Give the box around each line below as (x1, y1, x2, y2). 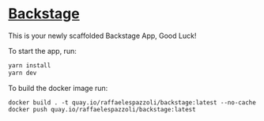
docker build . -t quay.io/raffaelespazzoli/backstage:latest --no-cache (8, 98, 257, 107)
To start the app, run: (8, 46, 77, 55)
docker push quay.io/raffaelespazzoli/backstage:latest (8, 105, 196, 113)
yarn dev (8, 69, 37, 77)
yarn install (8, 61, 51, 70)
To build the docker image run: (8, 83, 108, 93)
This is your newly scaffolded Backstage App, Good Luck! (8, 31, 197, 40)
